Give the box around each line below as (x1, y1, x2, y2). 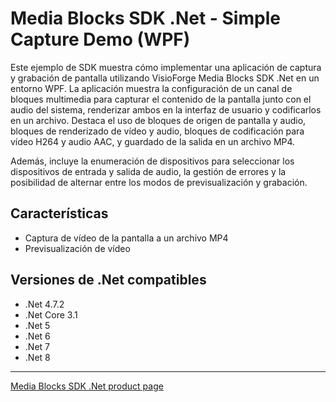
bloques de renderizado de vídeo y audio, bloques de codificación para (10, 125, 305, 137)
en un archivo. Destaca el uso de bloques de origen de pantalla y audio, (10, 114, 307, 126)
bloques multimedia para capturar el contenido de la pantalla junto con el (10, 93, 312, 105)
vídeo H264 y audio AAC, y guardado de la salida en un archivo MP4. (10, 135, 296, 147)
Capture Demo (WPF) (10, 28, 191, 51)
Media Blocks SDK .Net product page (10, 380, 164, 392)
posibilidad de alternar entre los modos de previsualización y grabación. (10, 176, 308, 188)
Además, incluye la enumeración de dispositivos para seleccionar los (10, 155, 295, 167)
